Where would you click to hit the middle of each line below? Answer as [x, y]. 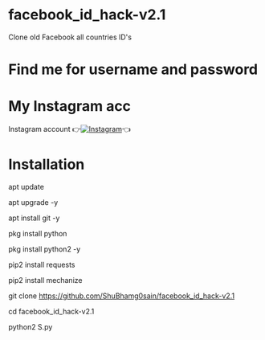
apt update [26, 187]
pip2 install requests [42, 264]
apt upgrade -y [33, 202]
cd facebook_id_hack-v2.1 [51, 311]
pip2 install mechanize [45, 280]
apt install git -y [34, 218]
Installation [47, 164]
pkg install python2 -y [45, 249]
